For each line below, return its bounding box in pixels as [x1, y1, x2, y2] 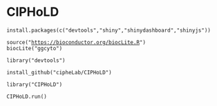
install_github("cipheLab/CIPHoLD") [6, 69, 112, 76]
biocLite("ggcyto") [6, 45, 63, 52]
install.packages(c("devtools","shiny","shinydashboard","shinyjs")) [6, 27, 211, 34]
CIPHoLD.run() [6, 93, 48, 100]
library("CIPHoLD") [6, 81, 63, 88]
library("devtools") [6, 56, 66, 64]
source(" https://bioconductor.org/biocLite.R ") [6, 39, 147, 45]
